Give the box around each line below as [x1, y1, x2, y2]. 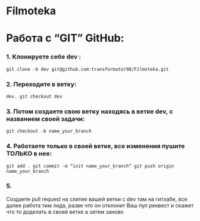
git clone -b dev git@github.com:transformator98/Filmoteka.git [6, 66, 169, 72]
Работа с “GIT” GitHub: [6, 32, 124, 45]
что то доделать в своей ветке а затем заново [6, 208, 124, 215]
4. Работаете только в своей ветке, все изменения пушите [6, 142, 185, 150]
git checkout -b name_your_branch [6, 128, 92, 135]
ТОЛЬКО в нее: [6, 150, 52, 158]
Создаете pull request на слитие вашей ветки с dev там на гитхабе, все [6, 195, 187, 203]
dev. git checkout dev [6, 94, 62, 99]
